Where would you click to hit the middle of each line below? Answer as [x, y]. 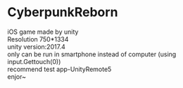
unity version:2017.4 [36, 46]
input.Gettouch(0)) [34, 61]
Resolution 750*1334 [38, 39]
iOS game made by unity [43, 32]
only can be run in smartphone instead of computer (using [92, 54]
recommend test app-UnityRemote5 [59, 69]
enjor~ [17, 76]
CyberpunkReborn [63, 12]
